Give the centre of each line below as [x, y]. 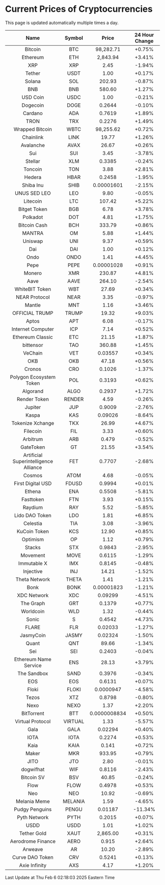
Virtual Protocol [33, 721]
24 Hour [144, 34]
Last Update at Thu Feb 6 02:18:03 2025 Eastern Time [60, 877]
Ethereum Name [33, 659]
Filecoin [33, 431]
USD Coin [33, 97]
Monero [33, 273]
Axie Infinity [33, 865]
